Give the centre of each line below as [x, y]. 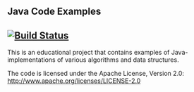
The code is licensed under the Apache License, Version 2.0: [96, 74]
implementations [32, 60]
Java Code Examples [54, 12]
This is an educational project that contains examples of [89, 53]
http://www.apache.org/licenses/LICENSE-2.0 [74, 81]
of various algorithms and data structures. [118, 60]
